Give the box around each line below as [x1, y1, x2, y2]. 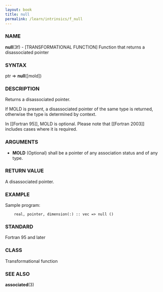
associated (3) [5, 282, 35, 288]
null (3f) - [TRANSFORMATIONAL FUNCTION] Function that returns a [5, 44, 145, 50]
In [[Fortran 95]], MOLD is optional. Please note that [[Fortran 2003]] [5, 121, 145, 127]
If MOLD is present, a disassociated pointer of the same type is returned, [5, 106, 153, 112]
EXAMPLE [5, 191, 30, 198]
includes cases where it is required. [5, 126, 78, 132]
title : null [5, 12, 30, 17]
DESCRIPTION [5, 85, 40, 92]
